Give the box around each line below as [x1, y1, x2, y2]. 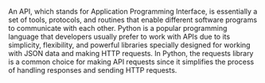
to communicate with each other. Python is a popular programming [8, 24, 228, 32]
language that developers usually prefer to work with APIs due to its [8, 32, 231, 41]
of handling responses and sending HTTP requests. [8, 66, 177, 74]
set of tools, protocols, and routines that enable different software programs [8, 15, 257, 25]
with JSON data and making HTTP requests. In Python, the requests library [8, 49, 254, 58]
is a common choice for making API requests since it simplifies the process [8, 57, 255, 66]
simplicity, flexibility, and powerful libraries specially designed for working [8, 40, 251, 50]
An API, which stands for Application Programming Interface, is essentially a [8, 7, 258, 16]
